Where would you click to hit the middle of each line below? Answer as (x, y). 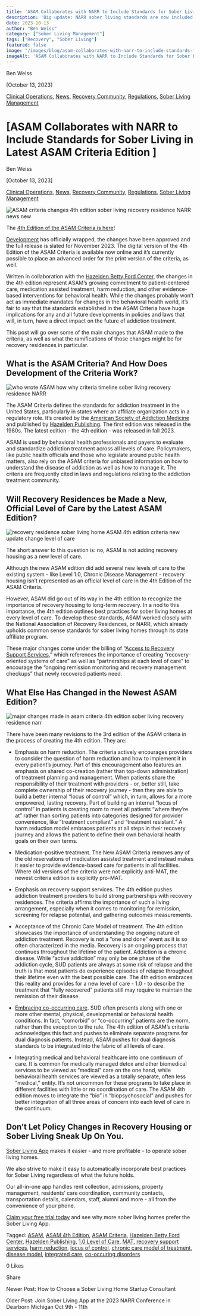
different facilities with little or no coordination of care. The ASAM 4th (100, 1089)
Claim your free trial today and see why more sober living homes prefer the (98, 1217)
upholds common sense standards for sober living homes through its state (97, 630)
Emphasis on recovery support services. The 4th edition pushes (93, 889)
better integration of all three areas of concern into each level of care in (102, 1102)
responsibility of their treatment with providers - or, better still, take (97, 784)
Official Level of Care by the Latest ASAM (84, 508)
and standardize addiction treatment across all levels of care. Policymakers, (99, 449)
